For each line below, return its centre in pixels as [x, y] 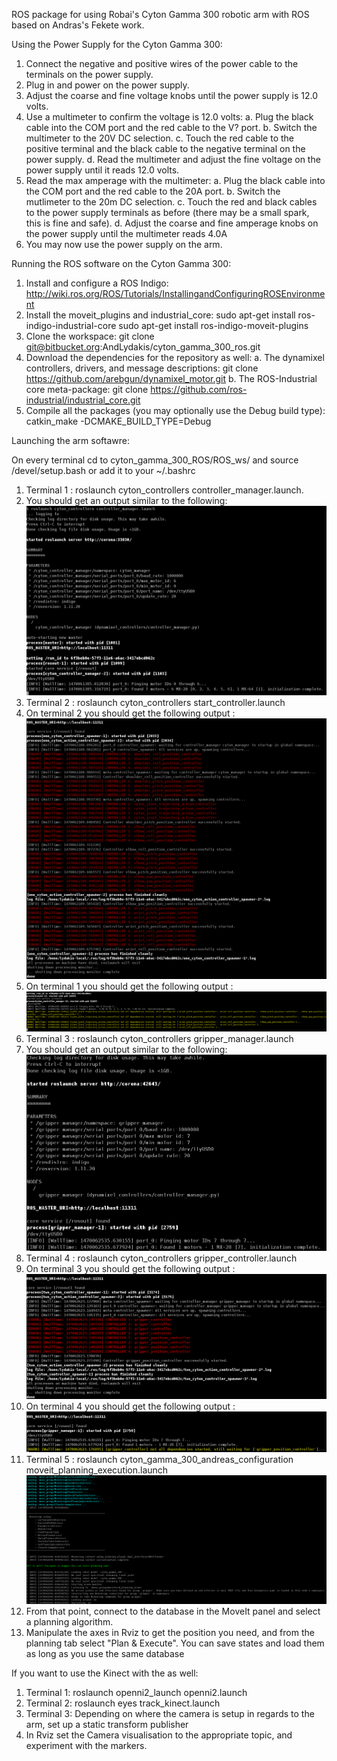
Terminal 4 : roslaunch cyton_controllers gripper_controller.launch [161, 1258]
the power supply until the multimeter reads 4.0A [126, 233]
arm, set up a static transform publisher [107, 1724]
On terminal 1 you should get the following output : [129, 986]
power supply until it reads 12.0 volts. [102, 170]
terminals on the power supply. [89, 74]
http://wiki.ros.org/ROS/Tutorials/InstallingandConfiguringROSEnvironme [175, 293]
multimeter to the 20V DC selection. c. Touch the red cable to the [160, 138]
